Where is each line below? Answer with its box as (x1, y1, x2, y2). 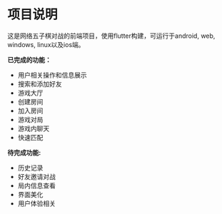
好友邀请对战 (17, 172, 56, 180)
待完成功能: (7, 148, 41, 157)
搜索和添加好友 (17, 79, 62, 88)
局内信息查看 (17, 181, 56, 190)
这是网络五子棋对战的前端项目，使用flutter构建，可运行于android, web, (7, 31, 216, 40)
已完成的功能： (7, 55, 51, 64)
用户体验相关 (17, 199, 56, 208)
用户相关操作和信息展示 (17, 71, 87, 79)
